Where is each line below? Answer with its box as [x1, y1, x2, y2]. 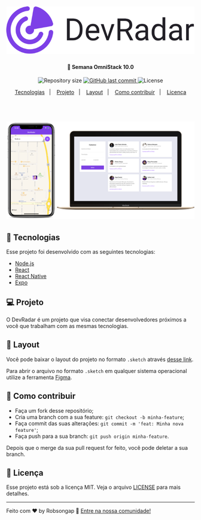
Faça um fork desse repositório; [14, 407, 94, 414]
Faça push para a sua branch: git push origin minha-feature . [14, 432, 169, 440]
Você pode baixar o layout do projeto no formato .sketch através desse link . [6, 356, 194, 363]
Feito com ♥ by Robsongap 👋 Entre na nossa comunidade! [6, 507, 151, 515]
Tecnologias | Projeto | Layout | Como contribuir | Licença [14, 88, 187, 95]
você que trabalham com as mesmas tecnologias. [6, 322, 129, 329]
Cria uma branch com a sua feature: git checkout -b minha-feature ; [14, 413, 184, 420]
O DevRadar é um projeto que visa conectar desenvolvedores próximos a [6, 315, 187, 323]
